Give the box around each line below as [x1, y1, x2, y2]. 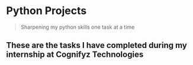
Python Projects [6, 4, 87, 18]
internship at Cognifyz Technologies [6, 50, 144, 60]
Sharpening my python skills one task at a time [20, 23, 135, 30]
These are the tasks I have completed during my [6, 40, 188, 50]
